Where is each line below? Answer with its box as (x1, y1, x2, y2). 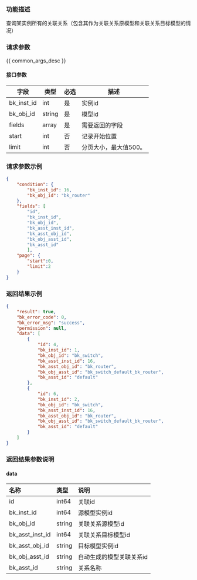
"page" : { (16, 253, 41, 258)
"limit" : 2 (27, 264, 51, 270)
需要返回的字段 (81, 121, 123, 129)
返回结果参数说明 (6, 455, 55, 463)
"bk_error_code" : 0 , (16, 314, 67, 320)
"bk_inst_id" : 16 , (27, 187, 72, 193)
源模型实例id (78, 508, 113, 516)
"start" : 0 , (27, 258, 54, 264)
